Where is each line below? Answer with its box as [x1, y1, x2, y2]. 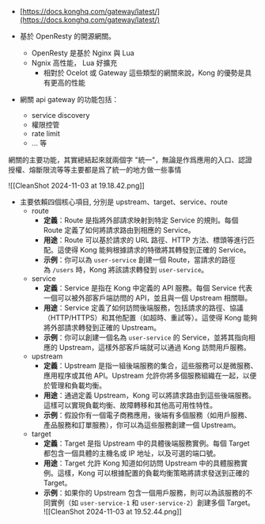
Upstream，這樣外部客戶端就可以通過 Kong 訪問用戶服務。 [59, 343, 251, 351]
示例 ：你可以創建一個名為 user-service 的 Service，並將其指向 [43, 332, 249, 342]
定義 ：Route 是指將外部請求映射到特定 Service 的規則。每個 [43, 215, 239, 225]
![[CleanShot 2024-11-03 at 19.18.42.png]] [8, 181, 145, 190]
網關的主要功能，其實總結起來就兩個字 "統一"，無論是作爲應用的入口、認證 [8, 155, 252, 165]
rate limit [31, 129, 61, 138]
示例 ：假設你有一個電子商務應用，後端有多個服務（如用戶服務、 [43, 411, 252, 420]
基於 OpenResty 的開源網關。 [19, 32, 116, 40]
